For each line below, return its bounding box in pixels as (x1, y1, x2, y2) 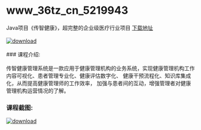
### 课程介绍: (6, 50, 41, 58)
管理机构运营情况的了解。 (6, 87, 69, 94)
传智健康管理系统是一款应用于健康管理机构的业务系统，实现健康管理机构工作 (6, 64, 195, 72)
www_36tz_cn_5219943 (6, 4, 129, 17)
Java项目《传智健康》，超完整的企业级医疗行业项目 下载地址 (6, 24, 154, 31)
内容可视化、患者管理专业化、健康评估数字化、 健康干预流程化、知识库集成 (6, 72, 191, 79)
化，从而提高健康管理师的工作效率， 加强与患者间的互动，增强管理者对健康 (6, 79, 191, 87)
